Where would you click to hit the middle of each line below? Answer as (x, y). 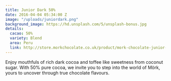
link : (16, 48)
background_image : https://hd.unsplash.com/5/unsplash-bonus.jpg (76, 24)
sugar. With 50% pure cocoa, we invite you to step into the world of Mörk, (83, 67)
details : (15, 29)
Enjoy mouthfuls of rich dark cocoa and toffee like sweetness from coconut (84, 62)
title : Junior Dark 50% (31, 10)
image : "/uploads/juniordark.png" (42, 19)
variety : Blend (26, 38)
